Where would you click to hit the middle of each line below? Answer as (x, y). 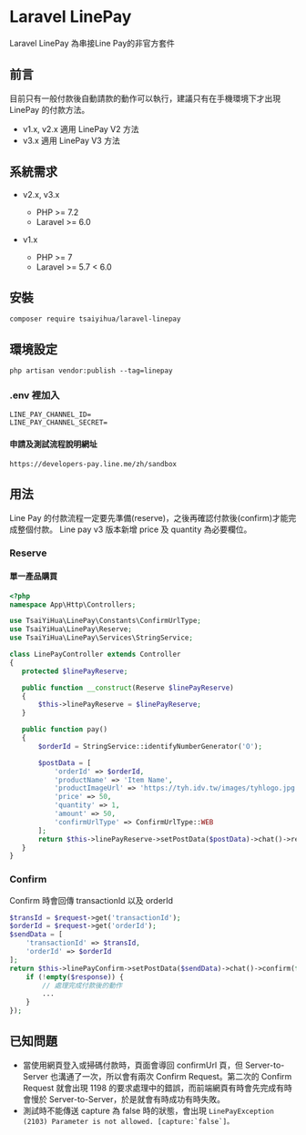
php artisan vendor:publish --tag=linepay (91, 371)
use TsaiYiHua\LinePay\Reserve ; (71, 629)
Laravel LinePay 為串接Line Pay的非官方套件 (92, 43)
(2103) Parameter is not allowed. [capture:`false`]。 (128, 1121)
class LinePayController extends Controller (95, 654)
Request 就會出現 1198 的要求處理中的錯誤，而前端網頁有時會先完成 (149, 1088)
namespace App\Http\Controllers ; (73, 604)
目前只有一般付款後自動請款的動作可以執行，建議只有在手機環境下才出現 (145, 98)
